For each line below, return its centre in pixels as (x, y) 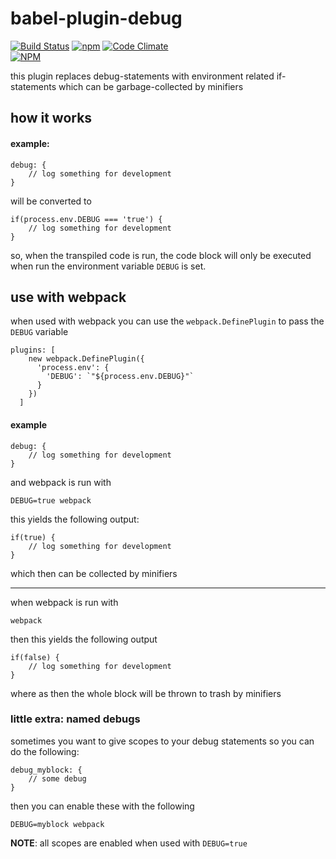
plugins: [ (33, 350)
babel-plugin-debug (96, 18)
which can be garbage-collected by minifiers (151, 86)
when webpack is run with (64, 602)
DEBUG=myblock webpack (57, 824)
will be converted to (51, 201)
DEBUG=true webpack (51, 500)
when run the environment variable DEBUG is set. (108, 266)
